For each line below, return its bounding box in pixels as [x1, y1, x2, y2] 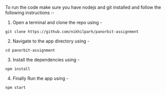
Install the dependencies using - [12, 57, 80, 63]
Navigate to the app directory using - [12, 38, 90, 44]
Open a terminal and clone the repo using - [12, 20, 102, 25]
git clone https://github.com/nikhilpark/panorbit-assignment [5, 29, 139, 34]
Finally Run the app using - [12, 75, 69, 81]
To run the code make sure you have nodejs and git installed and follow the [5, 5, 161, 10]
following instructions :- [5, 10, 54, 16]
